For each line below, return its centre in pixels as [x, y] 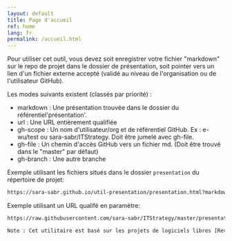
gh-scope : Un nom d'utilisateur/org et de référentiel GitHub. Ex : [109, 130]
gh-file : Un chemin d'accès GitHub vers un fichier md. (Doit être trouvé [119, 144]
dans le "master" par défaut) [58, 152]
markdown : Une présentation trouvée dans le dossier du [98, 108]
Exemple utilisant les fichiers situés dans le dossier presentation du [104, 173]
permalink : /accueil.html [44, 39]
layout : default [30, 13]
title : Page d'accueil [40, 20]
